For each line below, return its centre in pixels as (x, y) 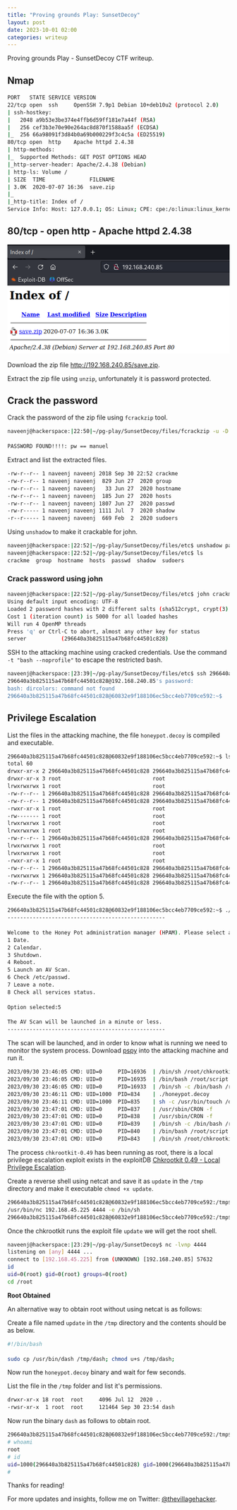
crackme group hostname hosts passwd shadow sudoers (96, 560)
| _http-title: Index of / (45, 202)
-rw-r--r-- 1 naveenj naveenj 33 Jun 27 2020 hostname (94, 488)
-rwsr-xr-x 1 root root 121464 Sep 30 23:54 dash (91, 1408)
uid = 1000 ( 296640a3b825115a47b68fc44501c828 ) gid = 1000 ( (90, 1464)
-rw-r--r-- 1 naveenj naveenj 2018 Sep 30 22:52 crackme (93, 474)
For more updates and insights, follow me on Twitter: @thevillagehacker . (112, 1499)
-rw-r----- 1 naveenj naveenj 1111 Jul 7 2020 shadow (91, 511)
